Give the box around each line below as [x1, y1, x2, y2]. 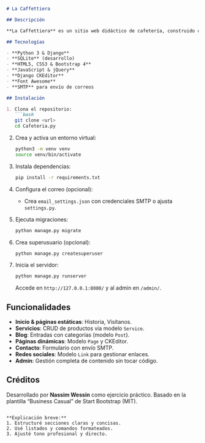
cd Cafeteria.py [14, 123, 56, 130]
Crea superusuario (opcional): [15, 238, 91, 246]
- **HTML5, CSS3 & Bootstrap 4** [6, 61, 92, 67]
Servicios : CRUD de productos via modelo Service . [15, 324, 145, 332]
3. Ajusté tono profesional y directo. [6, 431, 108, 437]
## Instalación [6, 95, 45, 101]
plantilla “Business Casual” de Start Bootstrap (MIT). [6, 397, 138, 405]
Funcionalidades [6, 302, 71, 312]
